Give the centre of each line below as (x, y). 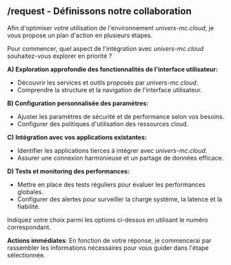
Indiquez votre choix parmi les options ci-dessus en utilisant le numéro (108, 220)
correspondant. (29, 227)
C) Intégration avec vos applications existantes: (77, 137)
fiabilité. (28, 206)
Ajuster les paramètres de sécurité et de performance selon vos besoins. (121, 116)
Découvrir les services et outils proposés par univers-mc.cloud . (108, 83)
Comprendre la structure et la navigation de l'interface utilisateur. (109, 89)
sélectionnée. (27, 255)
